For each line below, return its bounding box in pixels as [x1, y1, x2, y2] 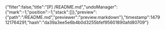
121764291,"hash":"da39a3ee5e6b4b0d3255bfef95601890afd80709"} [5, 19, 149, 25]
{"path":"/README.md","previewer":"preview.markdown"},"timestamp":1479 [5, 15, 161, 20]
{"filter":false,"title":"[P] [5, 4, 53, 10]
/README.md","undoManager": [54, 4, 118, 10]
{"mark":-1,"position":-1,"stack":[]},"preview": [5, 9, 97, 15]
